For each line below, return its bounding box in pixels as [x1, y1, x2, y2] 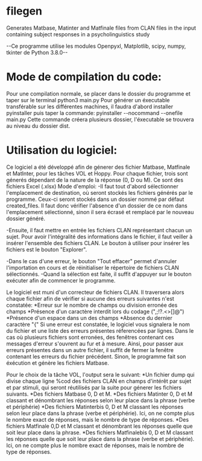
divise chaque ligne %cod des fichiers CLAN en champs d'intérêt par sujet [6, 377, 192, 385]
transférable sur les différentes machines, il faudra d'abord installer [6, 103, 174, 110]
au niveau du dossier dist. [6, 122, 71, 129]
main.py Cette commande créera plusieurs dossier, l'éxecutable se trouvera [6, 116, 194, 123]
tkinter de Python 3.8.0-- [6, 48, 68, 56]
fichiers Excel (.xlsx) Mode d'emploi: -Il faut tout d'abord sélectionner [6, 183, 179, 190]
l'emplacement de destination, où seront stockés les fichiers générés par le [6, 189, 193, 196]
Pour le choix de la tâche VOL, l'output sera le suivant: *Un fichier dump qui [6, 371, 195, 378]
